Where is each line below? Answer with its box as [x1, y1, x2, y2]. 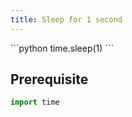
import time [10, 97, 60, 108]
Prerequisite [10, 71, 89, 88]
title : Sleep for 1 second [10, 14, 123, 25]
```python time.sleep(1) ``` [10, 42, 114, 54]
